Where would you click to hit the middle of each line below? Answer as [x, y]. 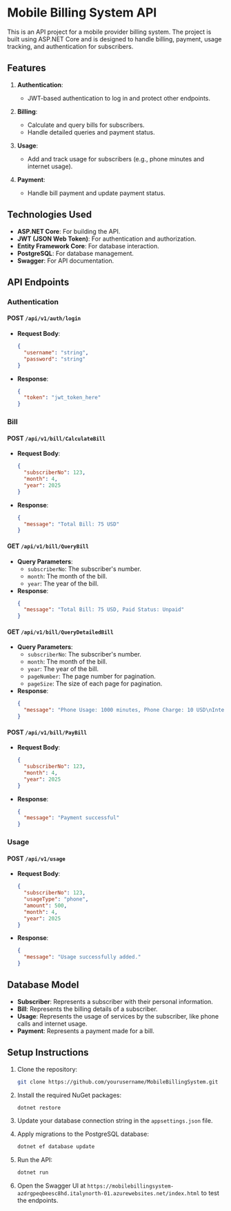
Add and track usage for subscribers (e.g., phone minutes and [116, 159]
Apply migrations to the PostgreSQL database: [83, 1134]
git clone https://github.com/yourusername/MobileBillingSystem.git [118, 1082]
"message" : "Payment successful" [72, 818]
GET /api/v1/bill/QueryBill [48, 546]
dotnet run [33, 1173]
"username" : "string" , [56, 352]
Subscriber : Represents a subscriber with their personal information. [115, 1001]
